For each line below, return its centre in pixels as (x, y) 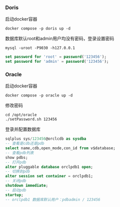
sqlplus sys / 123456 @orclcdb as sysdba (46, 139)
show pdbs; (17, 157)
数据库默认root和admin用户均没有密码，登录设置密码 (60, 39)
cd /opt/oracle (21, 115)
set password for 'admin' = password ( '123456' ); (57, 62)
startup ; (14, 195)
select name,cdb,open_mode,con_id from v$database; (60, 148)
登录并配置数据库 (23, 129)
